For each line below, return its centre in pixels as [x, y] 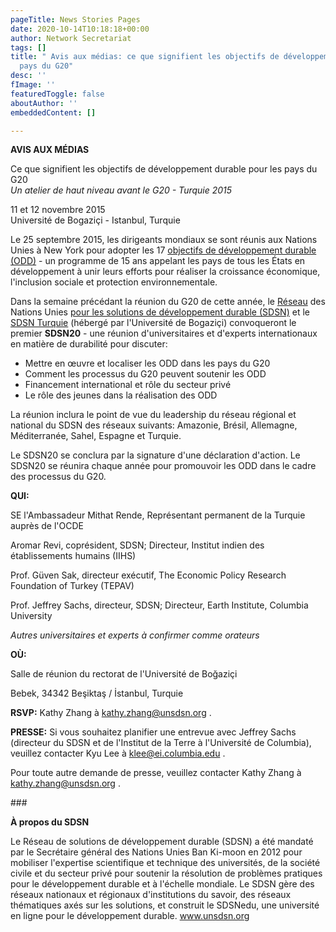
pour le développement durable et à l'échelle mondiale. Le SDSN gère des [162, 884]
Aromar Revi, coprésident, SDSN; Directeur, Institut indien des [137, 545]
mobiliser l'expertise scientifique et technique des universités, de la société [165, 863]
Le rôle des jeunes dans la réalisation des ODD [121, 395]
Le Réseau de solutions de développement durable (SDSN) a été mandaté [162, 842]
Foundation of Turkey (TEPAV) [72, 586]
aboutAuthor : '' [44, 103]
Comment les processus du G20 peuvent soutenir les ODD [145, 374]
